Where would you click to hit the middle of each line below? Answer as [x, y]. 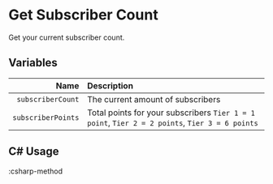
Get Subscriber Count [83, 15]
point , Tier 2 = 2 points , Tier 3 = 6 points [172, 122]
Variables [33, 63]
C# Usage [34, 152]
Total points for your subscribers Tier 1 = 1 [171, 113]
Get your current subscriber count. [67, 37]
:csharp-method [36, 171]
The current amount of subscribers [154, 99]
